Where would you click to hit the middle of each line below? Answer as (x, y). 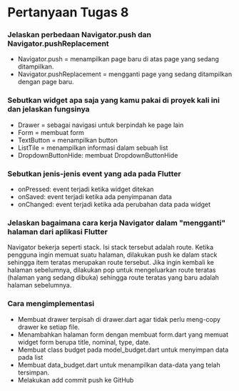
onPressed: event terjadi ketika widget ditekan (86, 189)
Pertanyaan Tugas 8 (68, 12)
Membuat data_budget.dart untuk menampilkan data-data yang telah (119, 365)
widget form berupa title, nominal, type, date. (84, 342)
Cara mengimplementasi (51, 304)
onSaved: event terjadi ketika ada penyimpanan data (95, 197)
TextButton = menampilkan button (67, 140)
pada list (30, 357)
